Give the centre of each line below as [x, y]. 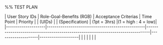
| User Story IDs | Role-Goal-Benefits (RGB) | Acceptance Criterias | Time [78, 16]
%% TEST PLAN [21, 7]
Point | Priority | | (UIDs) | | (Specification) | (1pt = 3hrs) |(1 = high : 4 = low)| [81, 22]
